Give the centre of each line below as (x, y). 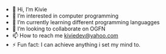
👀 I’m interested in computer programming (65, 16)
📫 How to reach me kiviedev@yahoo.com (65, 35)
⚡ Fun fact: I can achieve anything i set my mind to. (76, 45)
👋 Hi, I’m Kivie (30, 9)
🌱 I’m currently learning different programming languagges (86, 22)
